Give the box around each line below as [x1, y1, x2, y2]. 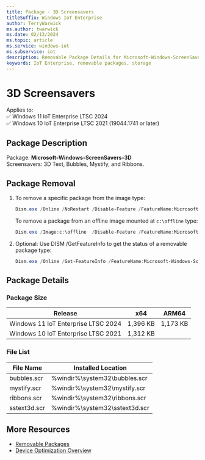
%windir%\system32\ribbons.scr [51, 394, 146, 402]
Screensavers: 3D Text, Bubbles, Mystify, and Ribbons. [6, 160, 145, 168]
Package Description [6, 138, 87, 148]
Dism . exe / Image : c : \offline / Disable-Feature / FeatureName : [15, 229, 174, 235]
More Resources [6, 425, 70, 435]
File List [6, 348, 30, 356]
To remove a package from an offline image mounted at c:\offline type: [15, 217, 198, 225]
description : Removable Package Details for [6, 54, 121, 60]
